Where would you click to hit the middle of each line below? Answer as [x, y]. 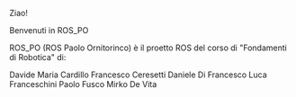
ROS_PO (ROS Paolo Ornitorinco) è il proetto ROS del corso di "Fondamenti [148, 48]
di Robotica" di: [38, 57]
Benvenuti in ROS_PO [49, 30]
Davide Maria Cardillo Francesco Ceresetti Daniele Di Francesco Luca [138, 75]
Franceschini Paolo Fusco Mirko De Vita [83, 84]
